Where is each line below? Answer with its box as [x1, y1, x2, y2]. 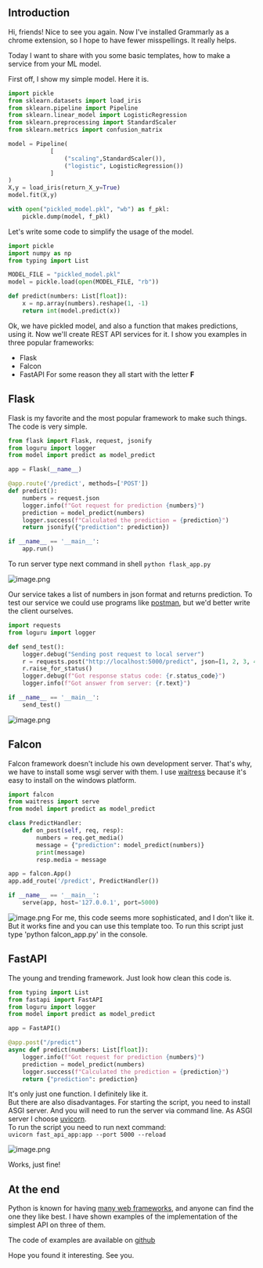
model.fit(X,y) [8, 192, 58, 199]
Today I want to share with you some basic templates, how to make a [8, 50, 231, 60]
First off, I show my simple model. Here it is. [8, 74, 150, 83]
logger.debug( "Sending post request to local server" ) [22, 650, 205, 658]
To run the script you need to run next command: [8, 1123, 167, 1132]
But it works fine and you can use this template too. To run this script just [8, 921, 244, 930]
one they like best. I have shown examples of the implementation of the [8, 1212, 238, 1222]
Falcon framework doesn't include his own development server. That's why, [8, 758, 253, 768]
